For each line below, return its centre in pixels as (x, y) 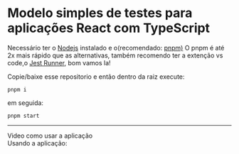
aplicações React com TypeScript (109, 28)
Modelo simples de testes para (100, 13)
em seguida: (26, 103)
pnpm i (17, 89)
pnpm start (23, 116)
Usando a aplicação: (37, 143)
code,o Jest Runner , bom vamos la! (59, 62)
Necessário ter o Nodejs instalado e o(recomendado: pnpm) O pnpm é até (116, 48)
